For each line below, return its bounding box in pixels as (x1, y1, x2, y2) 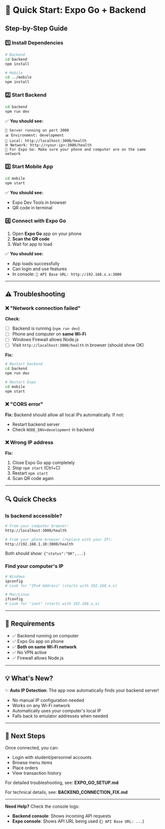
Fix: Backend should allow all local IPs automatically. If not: (5, 412, 124, 418)
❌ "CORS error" (5, 400, 43, 407)
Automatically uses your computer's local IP (12, 708, 102, 713)
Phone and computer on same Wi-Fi (12, 331, 86, 337)
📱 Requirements (5, 620, 55, 628)
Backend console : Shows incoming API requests (12, 813, 111, 819)
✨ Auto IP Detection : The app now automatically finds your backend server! (5, 687, 160, 693)
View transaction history (12, 770, 62, 776)
